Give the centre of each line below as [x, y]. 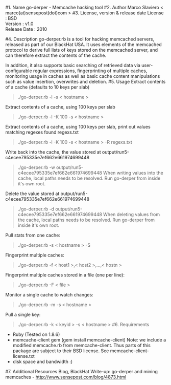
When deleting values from [131, 214]
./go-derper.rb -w [36, 167]
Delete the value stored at [32, 194]
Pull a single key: [23, 315]
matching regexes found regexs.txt [42, 132]
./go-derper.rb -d [36, 209]
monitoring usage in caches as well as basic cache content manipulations [83, 76]
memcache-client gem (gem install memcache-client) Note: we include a [89, 340]
